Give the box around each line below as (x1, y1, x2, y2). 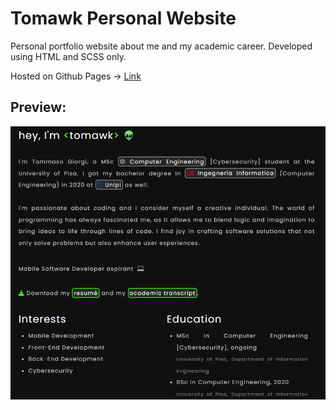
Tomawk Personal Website (10, 7, 237, 30)
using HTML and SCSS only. (10, 50, 127, 62)
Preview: (10, 99, 67, 116)
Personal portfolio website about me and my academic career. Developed (10, 40, 313, 52)
